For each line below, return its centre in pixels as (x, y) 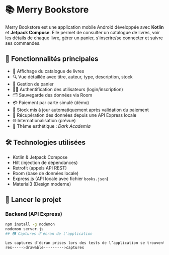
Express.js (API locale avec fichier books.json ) (60, 179)
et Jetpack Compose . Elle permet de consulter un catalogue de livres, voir (82, 32)
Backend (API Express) (34, 214)
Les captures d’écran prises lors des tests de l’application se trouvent (85, 243)
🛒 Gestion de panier (33, 84)
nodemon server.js (24, 229)
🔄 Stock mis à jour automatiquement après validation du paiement (81, 110)
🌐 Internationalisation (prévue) (44, 120)
